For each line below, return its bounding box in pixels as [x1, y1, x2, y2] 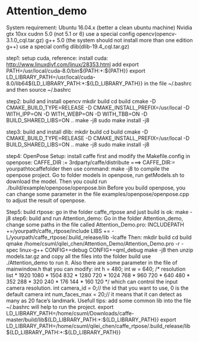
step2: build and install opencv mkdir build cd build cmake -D [6, 97, 156, 105]
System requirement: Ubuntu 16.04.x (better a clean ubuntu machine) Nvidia [6, 24, 192, 31]
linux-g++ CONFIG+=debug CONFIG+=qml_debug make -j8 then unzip [20, 246, 194, 253]
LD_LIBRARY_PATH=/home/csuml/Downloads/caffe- [6, 309, 135, 317]
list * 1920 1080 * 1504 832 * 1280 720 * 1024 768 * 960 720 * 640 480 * [6, 271, 190, 278]
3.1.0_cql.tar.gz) [6, 36, 45, 44]
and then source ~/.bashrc [6, 86, 71, 93]
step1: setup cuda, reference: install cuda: [6, 54, 109, 61]
